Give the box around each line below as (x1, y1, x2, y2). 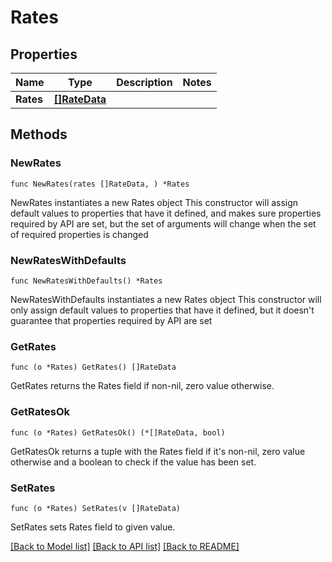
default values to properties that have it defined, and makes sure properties (10, 207, 322, 219)
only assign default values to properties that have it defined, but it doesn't (10, 304, 315, 316)
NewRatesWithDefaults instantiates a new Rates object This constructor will (10, 293, 322, 305)
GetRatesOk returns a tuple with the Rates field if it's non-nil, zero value (10, 445, 306, 457)
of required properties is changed (10, 228, 149, 240)
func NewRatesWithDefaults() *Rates (10, 276, 163, 286)
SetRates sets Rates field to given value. (10, 521, 176, 533)
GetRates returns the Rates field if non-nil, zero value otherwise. (10, 380, 275, 392)
